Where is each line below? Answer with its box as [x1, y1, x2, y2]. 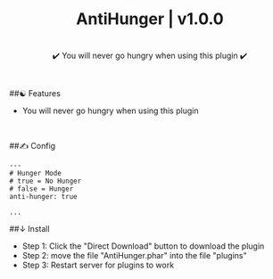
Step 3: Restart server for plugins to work [21, 259, 175, 271]
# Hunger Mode [9, 169, 62, 178]
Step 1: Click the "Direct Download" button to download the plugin [21, 241, 265, 251]
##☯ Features [9, 88, 61, 99]
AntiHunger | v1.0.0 [75, 9, 225, 29]
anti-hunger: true [9, 193, 78, 201]
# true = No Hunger [9, 176, 82, 186]
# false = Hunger [9, 185, 74, 193]
